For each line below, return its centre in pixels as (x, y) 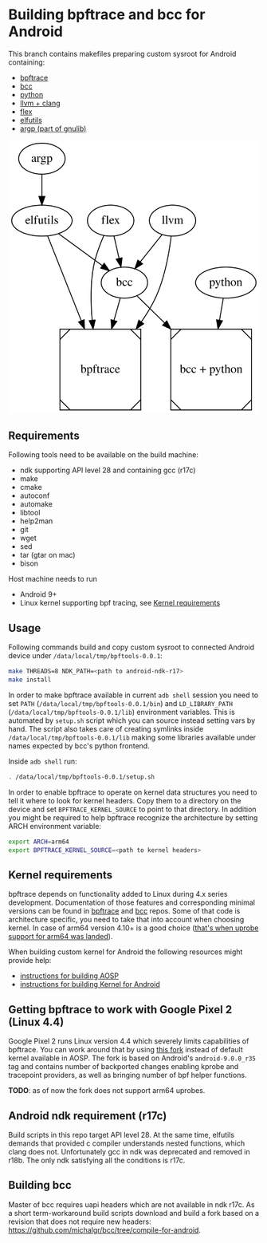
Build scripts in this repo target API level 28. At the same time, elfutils (122, 1135)
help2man (36, 521)
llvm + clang (40, 103)
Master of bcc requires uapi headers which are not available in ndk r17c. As (132, 1204)
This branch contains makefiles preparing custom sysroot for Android (122, 53)
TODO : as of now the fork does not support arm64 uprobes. (107, 1091)
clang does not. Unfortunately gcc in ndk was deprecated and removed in (129, 1152)
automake (36, 504)
